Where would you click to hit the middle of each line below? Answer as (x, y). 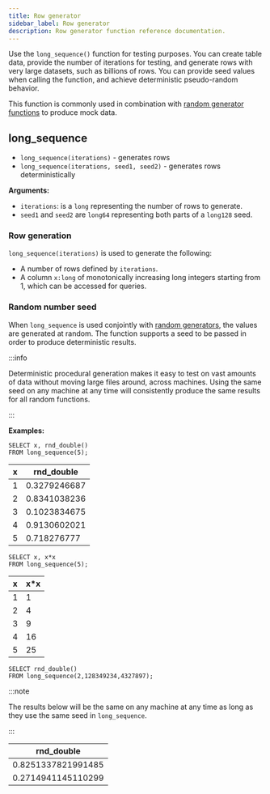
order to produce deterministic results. (72, 342)
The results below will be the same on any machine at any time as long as (131, 707)
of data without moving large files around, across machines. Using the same (135, 382)
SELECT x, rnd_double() (49, 445)
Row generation (40, 236)
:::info (18, 358)
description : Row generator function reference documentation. (117, 31)
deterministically (48, 175)
